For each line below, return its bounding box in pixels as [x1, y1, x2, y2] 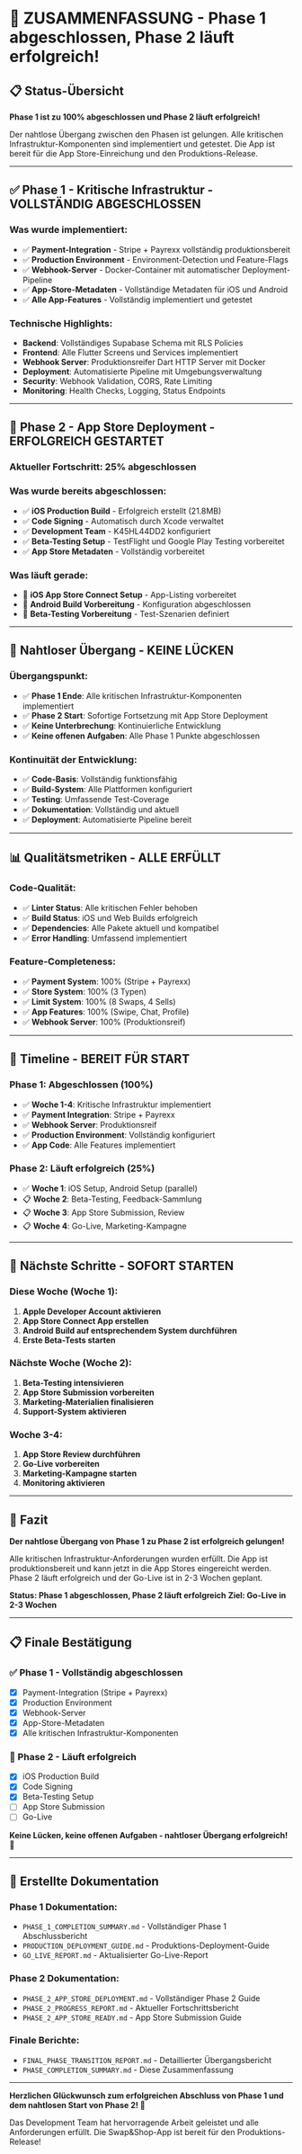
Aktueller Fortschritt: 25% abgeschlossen [9, 460, 197, 473]
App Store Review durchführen [22, 1449, 141, 1460]
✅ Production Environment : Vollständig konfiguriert [22, 1129, 216, 1140]
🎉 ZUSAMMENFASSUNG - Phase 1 [9, 8, 267, 29]
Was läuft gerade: [9, 568, 88, 581]
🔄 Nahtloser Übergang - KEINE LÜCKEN [9, 643, 235, 658]
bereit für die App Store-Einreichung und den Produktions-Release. [9, 148, 259, 158]
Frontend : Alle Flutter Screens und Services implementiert [22, 346, 239, 358]
